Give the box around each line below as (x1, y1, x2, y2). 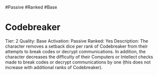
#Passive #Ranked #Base (5, 4, 57, 10)
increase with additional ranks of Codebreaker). (5, 64, 103, 70)
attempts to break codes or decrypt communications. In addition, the (5, 48, 146, 54)
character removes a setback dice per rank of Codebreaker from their (5, 43, 148, 49)
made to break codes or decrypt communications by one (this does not (5, 59, 151, 65)
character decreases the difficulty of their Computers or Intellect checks (5, 54, 153, 60)
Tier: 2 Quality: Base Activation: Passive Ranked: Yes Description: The (5, 38, 148, 44)
